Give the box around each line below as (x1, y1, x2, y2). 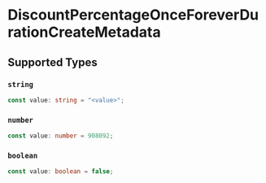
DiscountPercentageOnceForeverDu (7, 6, 259, 24)
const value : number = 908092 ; (7, 132, 114, 140)
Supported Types (7, 55, 98, 69)
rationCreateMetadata (7, 23, 161, 41)
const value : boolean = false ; (7, 168, 114, 176)
